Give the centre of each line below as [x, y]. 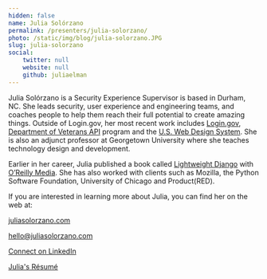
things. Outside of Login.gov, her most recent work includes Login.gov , [125, 123]
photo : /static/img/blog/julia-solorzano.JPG [85, 38]
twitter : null [46, 61]
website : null [46, 68]
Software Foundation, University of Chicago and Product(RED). [112, 181]
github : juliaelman [55, 75]
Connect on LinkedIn [43, 251]
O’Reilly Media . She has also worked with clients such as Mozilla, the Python [133, 172]
